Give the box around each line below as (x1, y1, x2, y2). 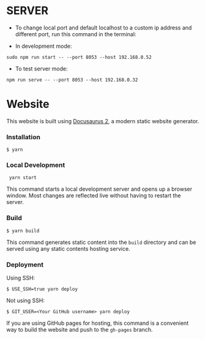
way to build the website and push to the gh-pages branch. (6, 326, 153, 333)
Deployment (6, 260, 44, 269)
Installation (6, 132, 41, 141)
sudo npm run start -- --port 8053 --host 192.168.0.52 (6, 54, 152, 60)
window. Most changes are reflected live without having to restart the (6, 192, 181, 199)
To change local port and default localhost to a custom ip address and (15, 24, 192, 31)
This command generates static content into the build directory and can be (6, 238, 196, 246)
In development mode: (15, 42, 72, 50)
